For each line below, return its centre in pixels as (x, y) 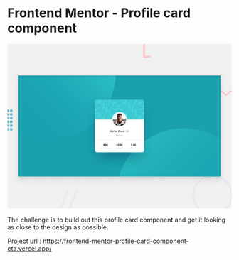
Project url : (24, 241)
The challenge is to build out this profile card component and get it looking (117, 220)
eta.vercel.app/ (30, 248)
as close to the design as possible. (58, 227)
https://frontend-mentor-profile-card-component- (116, 241)
